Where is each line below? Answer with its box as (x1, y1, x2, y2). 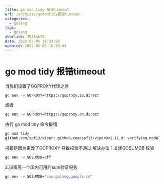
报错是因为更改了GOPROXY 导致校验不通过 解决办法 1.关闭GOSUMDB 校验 (5, 145, 155, 151)
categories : (5, 16, 29, 21)
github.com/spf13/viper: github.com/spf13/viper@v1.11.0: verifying (5, 136, 147, 141)
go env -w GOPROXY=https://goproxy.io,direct (5, 93, 99, 98)
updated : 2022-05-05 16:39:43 (5, 43, 67, 48)
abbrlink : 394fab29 (5, 35, 45, 40)
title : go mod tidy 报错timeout (5, 7, 69, 12)
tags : (5, 25, 16, 30)
